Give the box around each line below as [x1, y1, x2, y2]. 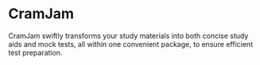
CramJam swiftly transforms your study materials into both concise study [8, 31, 249, 40]
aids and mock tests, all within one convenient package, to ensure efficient [8, 39, 253, 48]
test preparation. [8, 48, 63, 57]
